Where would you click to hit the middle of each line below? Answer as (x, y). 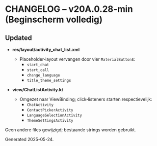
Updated (19, 38)
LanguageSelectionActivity (54, 115)
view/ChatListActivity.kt (38, 90)
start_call (38, 70)
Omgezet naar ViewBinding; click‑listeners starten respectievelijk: (86, 99)
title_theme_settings (49, 80)
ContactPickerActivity (50, 110)
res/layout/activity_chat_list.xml (46, 50)
